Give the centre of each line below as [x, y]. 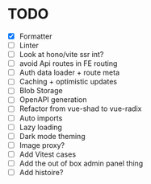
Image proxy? [42, 145]
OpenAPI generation [53, 100]
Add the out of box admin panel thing [81, 163]
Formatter [36, 36]
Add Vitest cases [48, 154]
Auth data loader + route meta [69, 72]
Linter [29, 45]
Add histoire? [41, 172]
